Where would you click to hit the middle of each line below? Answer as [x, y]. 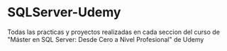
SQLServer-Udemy [64, 12]
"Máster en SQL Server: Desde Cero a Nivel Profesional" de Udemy [106, 39]
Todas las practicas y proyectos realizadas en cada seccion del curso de [113, 32]
